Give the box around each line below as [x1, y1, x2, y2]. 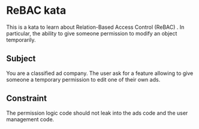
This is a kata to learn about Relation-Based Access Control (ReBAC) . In [6, 23, 185, 31]
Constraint [6, 94, 47, 104]
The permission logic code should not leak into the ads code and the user [6, 109, 188, 116]
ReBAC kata [6, 4, 67, 17]
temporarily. [6, 36, 36, 43]
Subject [6, 53, 36, 64]
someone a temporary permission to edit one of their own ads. [6, 76, 161, 83]
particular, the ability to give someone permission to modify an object [6, 29, 177, 37]
